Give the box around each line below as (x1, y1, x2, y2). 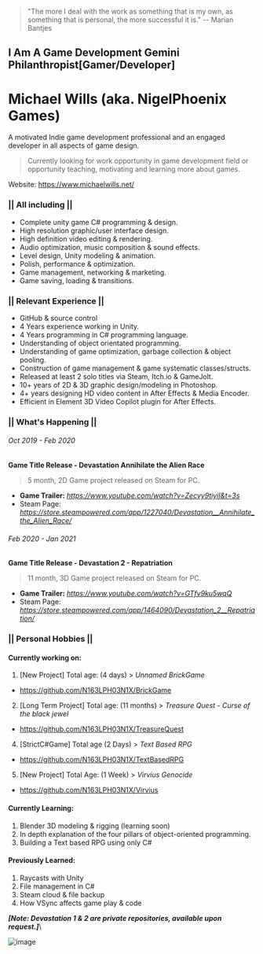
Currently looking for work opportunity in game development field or (27, 157, 249, 166)
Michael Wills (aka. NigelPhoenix (8, 90, 227, 108)
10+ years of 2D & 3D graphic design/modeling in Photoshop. (19, 380, 218, 389)
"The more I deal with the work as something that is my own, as (27, 7, 233, 16)
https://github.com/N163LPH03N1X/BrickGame (19, 686, 172, 695)
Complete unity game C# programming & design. (19, 217, 178, 227)
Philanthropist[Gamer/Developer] (8, 58, 175, 72)
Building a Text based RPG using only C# (19, 838, 152, 847)
